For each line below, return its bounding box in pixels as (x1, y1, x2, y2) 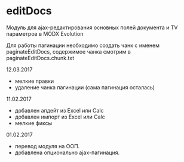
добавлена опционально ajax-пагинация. (14, 149, 120, 156)
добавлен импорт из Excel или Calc (14, 113, 106, 120)
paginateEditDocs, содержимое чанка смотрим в (6, 48, 131, 55)
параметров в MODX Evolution (6, 30, 84, 37)
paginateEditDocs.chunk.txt (6, 54, 75, 61)
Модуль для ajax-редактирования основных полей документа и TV (6, 24, 178, 31)
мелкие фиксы (14, 119, 53, 126)
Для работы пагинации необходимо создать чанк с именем (6, 42, 160, 49)
